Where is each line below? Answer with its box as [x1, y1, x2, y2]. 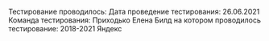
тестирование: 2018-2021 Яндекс [8, 24, 122, 33]
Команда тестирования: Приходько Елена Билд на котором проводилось [8, 15, 262, 25]
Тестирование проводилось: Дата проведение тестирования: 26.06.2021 [8, 7, 260, 16]
